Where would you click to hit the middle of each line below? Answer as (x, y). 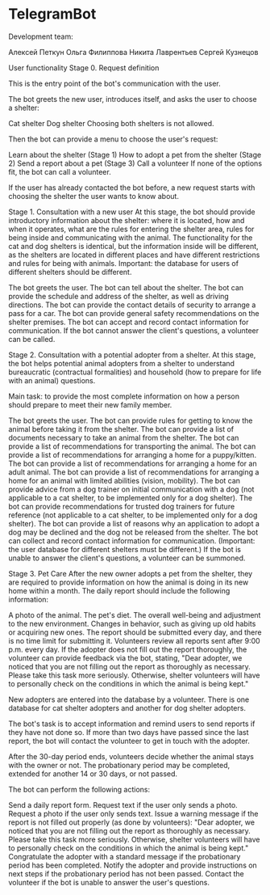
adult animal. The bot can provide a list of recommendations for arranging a (134, 472)
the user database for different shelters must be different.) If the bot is (125, 549)
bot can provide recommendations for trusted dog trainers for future (122, 506)
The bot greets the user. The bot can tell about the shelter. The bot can (126, 287)
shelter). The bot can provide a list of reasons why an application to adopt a (134, 523)
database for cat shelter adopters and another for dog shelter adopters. (127, 707)
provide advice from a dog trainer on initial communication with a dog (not (131, 489)
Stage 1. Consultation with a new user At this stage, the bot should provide (132, 212)
